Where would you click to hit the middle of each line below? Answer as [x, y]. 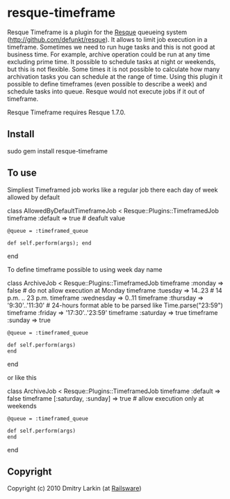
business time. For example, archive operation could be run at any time [109, 54]
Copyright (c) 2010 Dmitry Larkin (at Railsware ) [74, 489]
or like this [22, 377]
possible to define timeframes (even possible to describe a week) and [107, 84]
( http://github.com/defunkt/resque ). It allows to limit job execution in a [107, 39]
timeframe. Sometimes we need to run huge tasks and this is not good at [111, 47]
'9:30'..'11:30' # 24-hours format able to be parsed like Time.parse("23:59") [115, 305]
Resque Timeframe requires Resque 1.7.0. [67, 112]
